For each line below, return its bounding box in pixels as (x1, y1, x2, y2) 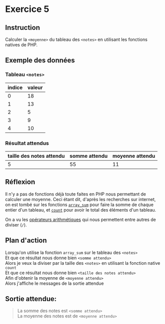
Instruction (5, 23, 40, 32)
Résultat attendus (5, 139, 49, 146)
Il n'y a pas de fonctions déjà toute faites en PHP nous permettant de (5, 191, 146, 197)
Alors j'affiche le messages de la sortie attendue (5, 280, 104, 286)
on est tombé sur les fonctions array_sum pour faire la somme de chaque (5, 202, 154, 208)
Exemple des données (5, 56, 76, 65)
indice (7, 84, 23, 91)
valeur (27, 84, 43, 91)
